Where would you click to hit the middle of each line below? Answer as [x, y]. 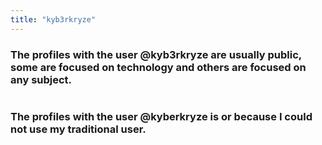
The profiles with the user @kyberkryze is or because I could [161, 116]
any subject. [41, 79]
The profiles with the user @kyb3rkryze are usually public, [156, 54]
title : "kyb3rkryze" [53, 19]
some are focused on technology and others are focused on [158, 67]
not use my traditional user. [78, 129]
